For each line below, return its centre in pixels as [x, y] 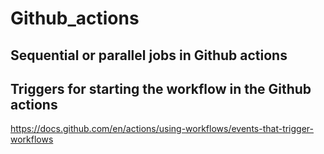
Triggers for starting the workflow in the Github [161, 88]
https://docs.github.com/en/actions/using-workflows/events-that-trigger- [162, 129]
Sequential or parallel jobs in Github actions [149, 55]
